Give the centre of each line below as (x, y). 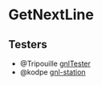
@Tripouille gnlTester (55, 63)
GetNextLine (51, 15)
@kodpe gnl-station (53, 72)
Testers (28, 45)
